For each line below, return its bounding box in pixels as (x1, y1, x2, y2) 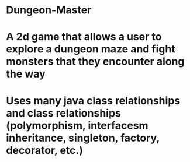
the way (6, 68, 46, 80)
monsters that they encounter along (6, 55, 185, 68)
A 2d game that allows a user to (6, 30, 162, 44)
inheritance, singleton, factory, (6, 131, 160, 145)
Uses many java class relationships (6, 94, 181, 107)
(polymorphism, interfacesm (6, 119, 148, 132)
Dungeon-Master (6, 3, 92, 17)
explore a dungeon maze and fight (6, 43, 175, 56)
